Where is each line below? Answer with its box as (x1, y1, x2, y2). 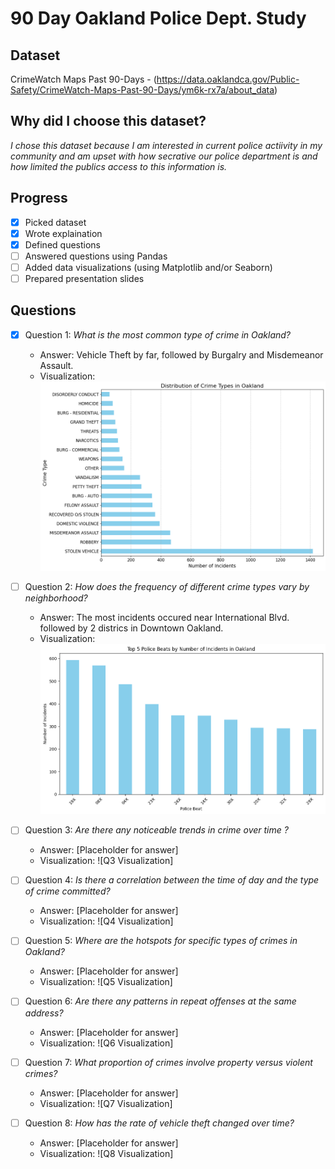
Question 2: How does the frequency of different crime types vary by (24, 580, 310, 592)
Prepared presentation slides (24, 272, 145, 284)
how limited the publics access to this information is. (10, 160, 228, 172)
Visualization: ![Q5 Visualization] (39, 976, 173, 988)
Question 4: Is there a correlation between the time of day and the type (24, 874, 320, 886)
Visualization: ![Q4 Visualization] (39, 915, 174, 927)
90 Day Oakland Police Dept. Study (10, 7, 307, 30)
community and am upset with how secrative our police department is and (10, 150, 318, 162)
